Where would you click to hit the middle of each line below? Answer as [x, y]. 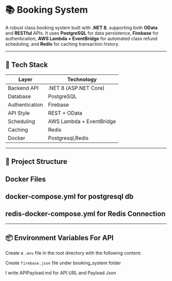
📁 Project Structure [36, 162]
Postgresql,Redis [68, 138]
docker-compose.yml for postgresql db [70, 196]
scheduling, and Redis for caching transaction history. [62, 44]
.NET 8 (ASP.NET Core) [76, 88]
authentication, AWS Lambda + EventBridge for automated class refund [81, 38]
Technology [82, 79]
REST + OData [65, 113]
